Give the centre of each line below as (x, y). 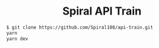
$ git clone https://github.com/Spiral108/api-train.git (80, 27)
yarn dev (17, 39)
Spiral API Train (102, 11)
